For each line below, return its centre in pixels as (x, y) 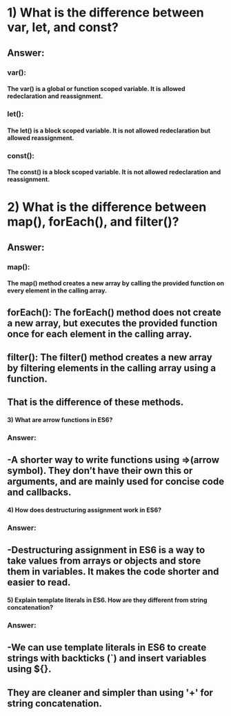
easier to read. (39, 583)
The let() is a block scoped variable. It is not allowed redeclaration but (109, 130)
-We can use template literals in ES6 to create (107, 647)
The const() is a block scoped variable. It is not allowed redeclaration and (114, 172)
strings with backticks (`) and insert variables (107, 658)
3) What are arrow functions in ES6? (60, 419)
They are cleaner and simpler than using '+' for (110, 692)
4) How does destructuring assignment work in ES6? (84, 510)
